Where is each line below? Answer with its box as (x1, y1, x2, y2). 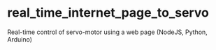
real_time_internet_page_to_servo (7, 5, 210, 21)
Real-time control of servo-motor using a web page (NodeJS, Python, (7, 28, 208, 36)
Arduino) (7, 35, 33, 43)
